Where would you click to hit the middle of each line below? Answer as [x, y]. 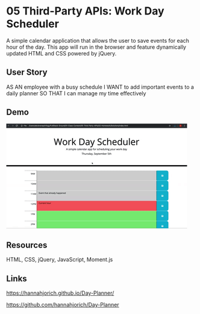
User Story [27, 73]
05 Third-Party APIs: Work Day [85, 11]
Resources [27, 245]
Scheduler [33, 24]
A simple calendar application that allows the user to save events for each [98, 40]
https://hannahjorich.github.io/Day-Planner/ [60, 293]
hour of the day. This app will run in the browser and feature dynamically [96, 47]
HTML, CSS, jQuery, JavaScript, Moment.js [60, 260]
